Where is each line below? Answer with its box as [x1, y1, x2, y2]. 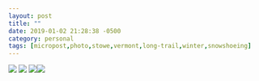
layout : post [8, 11, 53, 20]
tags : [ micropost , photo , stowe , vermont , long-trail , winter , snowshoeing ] [8, 42, 252, 50]
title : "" [8, 19, 42, 28]
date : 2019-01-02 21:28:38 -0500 [8, 27, 121, 35]
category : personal [8, 34, 74, 43]
